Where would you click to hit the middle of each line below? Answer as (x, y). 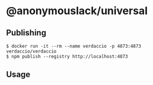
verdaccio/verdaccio (32, 51)
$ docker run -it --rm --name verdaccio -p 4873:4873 (74, 46)
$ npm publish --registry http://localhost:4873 (67, 57)
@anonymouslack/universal (77, 11)
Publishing (26, 33)
